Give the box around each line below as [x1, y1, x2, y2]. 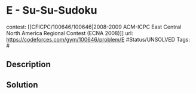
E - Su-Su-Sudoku [6, 4, 97, 17]
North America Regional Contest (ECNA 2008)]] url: [6, 29, 133, 36]
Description [6, 59, 51, 70]
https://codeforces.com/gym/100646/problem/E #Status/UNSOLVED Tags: [6, 36, 190, 43]
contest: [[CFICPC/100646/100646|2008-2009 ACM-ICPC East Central [6, 23, 182, 30]
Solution [6, 80, 38, 90]
